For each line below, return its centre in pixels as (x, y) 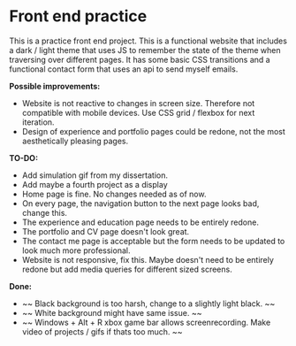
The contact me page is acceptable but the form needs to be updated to (153, 241)
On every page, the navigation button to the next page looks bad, (140, 203)
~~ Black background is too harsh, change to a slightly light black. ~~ (148, 304)
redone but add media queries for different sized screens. (127, 269)
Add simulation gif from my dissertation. (95, 175)
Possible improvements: (55, 86)
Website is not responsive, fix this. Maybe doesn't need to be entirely (148, 259)
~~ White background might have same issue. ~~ (112, 312)
